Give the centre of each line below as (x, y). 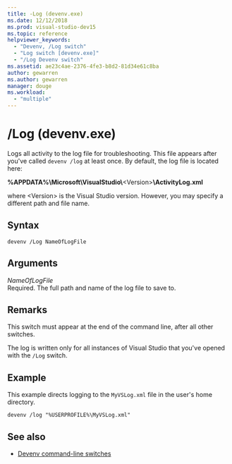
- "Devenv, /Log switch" (50, 47)
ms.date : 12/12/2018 (38, 20)
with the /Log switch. (38, 355)
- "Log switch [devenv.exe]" (56, 54)
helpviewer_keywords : (39, 40)
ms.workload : (26, 92)
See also (26, 437)
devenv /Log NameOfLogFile (47, 242)
